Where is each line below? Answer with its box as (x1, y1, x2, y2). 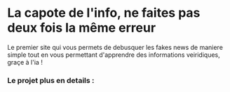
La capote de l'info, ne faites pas (7, 5, 201, 21)
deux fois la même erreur (7, 20, 156, 36)
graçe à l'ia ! (7, 58, 43, 66)
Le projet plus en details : (7, 75, 95, 85)
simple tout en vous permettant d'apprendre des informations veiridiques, (7, 51, 221, 59)
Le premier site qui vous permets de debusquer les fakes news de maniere (7, 43, 223, 51)
